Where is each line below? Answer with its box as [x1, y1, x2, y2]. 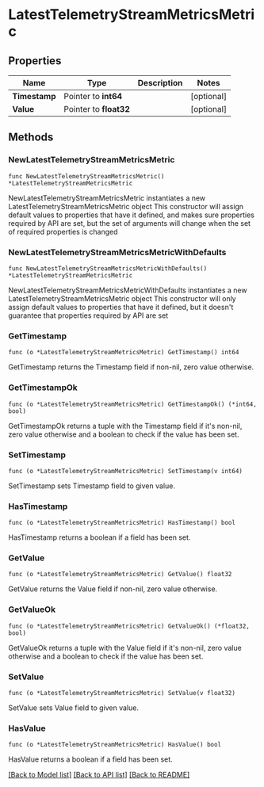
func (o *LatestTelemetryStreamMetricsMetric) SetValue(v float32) [8, 690, 236, 697]
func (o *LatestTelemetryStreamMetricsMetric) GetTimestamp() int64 [8, 349, 239, 357]
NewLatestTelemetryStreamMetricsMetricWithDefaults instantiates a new [8, 285, 247, 295]
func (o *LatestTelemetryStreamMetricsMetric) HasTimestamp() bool [8, 519, 236, 527]
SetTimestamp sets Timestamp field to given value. [8, 481, 176, 491]
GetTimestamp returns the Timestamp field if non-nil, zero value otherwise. [8, 362, 254, 372]
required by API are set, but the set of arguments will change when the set [8, 218, 251, 227]
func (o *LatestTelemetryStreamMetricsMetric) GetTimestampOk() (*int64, [8, 400, 258, 408]
